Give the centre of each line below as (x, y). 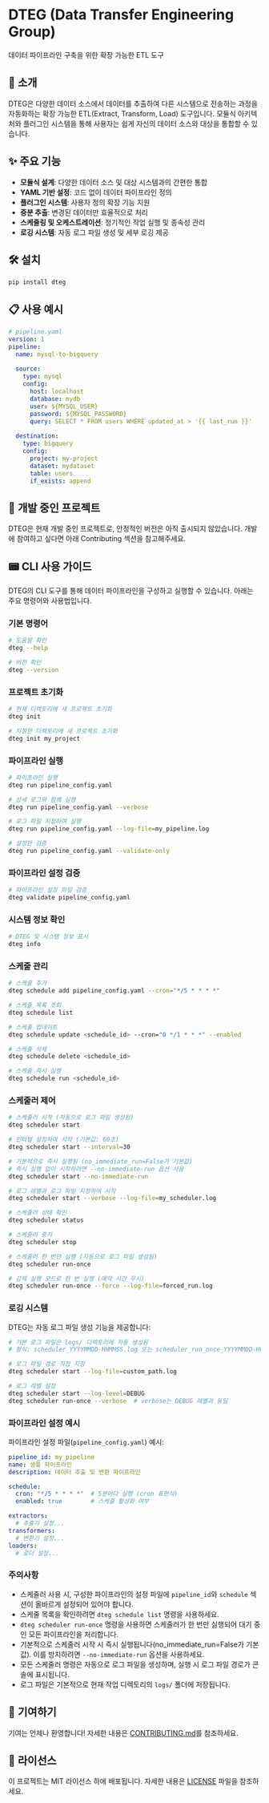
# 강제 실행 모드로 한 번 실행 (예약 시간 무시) (76, 1279)
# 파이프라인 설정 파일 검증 (48, 890)
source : (28, 369)
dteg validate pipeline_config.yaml (69, 898)
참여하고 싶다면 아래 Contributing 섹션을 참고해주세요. (101, 539)
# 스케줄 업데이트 (33, 1027)
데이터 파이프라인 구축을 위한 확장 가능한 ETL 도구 (86, 55)
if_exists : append (60, 481)
